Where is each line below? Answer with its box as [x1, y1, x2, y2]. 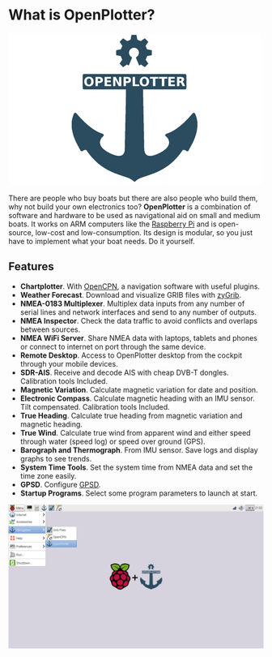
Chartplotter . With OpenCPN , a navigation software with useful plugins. [19, 281, 261, 291]
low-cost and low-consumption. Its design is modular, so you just [35, 227, 253, 237]
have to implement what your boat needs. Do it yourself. [8, 236, 196, 246]
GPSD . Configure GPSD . [19, 479, 101, 489]
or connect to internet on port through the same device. [19, 341, 206, 351]
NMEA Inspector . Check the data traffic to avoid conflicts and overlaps [19, 316, 257, 325]
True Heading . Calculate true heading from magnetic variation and [19, 410, 243, 420]
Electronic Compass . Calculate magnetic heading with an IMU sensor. [19, 393, 255, 403]
